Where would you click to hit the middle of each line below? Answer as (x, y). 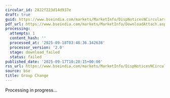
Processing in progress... (31, 90)
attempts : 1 (23, 33)
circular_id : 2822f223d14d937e (38, 10)
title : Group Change (27, 76)
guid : (11, 19)
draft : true (18, 15)
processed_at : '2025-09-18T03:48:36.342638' (57, 43)
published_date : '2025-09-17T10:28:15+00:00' (54, 62)
